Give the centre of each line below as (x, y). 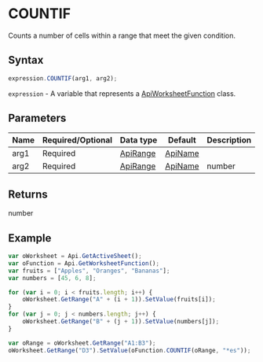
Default (182, 140)
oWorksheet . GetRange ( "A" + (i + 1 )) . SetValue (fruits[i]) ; (119, 300)
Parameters (37, 118)
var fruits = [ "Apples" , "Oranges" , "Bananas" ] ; (89, 271)
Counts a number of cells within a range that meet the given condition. (122, 35)
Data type (139, 140)
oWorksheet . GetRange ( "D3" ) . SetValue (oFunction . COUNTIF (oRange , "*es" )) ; (130, 350)
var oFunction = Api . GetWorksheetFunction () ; (84, 263)
